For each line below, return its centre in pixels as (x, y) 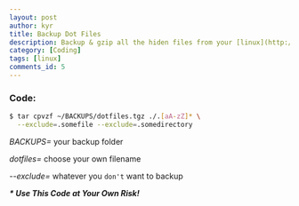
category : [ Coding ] (45, 51)
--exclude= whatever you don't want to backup (97, 176)
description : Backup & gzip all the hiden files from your (121, 42)
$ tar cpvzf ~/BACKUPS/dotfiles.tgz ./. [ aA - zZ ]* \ (105, 116)
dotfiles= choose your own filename (75, 158)
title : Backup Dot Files (55, 34)
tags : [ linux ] (36, 59)
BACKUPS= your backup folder (66, 141)
